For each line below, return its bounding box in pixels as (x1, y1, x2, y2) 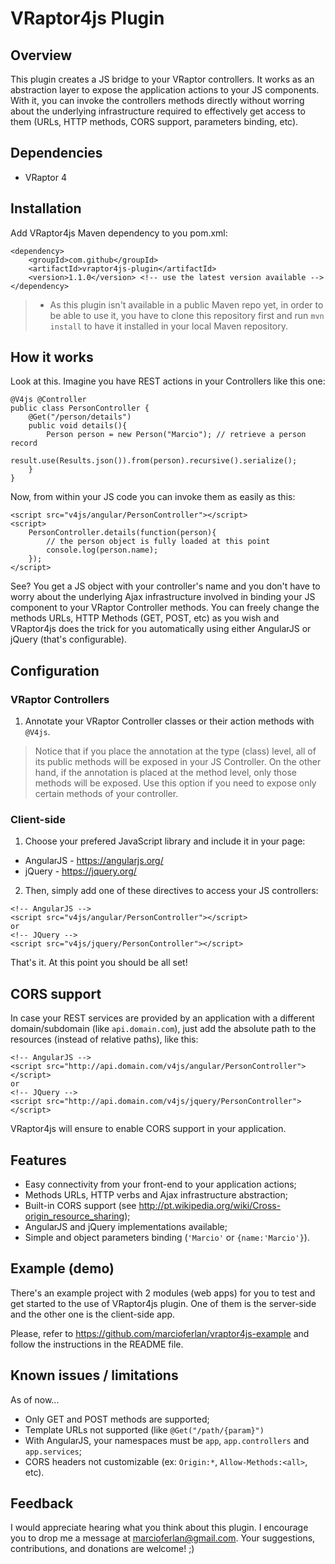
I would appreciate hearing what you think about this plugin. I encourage (10, 1522, 309, 1534)
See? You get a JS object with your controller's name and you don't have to (10, 580, 321, 592)
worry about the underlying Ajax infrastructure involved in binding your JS (10, 591, 316, 603)
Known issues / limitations (10, 1367, 179, 1384)
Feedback (10, 1495, 74, 1512)
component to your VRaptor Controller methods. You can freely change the (10, 602, 320, 614)
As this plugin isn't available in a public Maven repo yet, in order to (49, 298, 324, 311)
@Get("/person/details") (28, 412, 132, 422)
